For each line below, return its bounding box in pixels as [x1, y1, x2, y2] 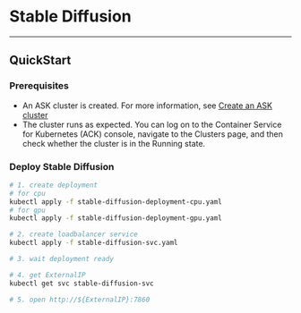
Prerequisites [9, 80, 69, 92]
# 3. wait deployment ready [9, 255, 115, 264]
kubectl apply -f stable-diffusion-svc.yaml [9, 239, 178, 248]
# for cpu [9, 189, 47, 198]
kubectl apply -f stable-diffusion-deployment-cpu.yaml [9, 197, 222, 207]
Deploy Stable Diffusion [9, 160, 115, 173]
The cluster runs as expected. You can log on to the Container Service [21, 119, 282, 130]
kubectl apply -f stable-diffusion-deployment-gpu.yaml [9, 214, 222, 223]
